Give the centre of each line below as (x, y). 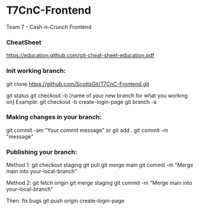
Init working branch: (36, 71)
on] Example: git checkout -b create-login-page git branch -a (81, 101)
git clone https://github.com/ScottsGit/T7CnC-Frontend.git (78, 84)
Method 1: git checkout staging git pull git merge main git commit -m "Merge (100, 165)
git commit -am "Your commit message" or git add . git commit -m (87, 130)
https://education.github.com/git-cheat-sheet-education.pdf (80, 55)
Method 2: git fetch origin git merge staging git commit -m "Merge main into (99, 183)
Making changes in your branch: (54, 117)
